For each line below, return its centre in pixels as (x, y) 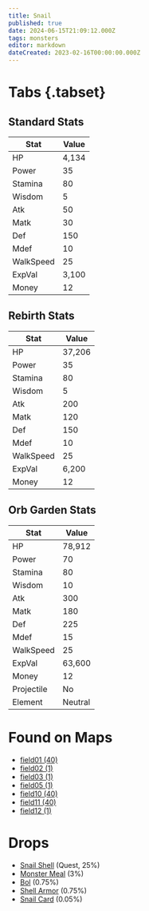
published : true (35, 23)
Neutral (76, 702)
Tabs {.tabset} (57, 92)
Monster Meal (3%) (52, 873)
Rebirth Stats (41, 316)
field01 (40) (39, 759)
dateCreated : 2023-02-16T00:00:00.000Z (74, 53)
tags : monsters (33, 38)
